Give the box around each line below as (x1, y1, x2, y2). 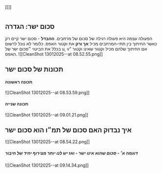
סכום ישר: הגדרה (5, 22, 55, 31)
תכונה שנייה (5, 101, 28, 107)
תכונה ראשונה (5, 79, 33, 85)
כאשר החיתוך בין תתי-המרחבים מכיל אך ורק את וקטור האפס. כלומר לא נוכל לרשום (5, 41, 157, 46)
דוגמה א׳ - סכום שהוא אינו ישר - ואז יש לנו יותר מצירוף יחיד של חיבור (5, 150, 138, 156)
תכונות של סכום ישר (5, 65, 63, 74)
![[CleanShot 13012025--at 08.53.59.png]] (5, 90, 90, 96)
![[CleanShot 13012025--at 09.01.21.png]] (5, 112, 89, 118)
